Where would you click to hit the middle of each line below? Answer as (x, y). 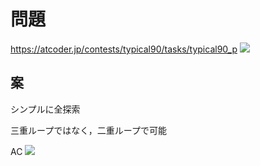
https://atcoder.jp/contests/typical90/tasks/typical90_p (124, 49)
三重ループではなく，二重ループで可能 (88, 130)
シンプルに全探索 (45, 109)
